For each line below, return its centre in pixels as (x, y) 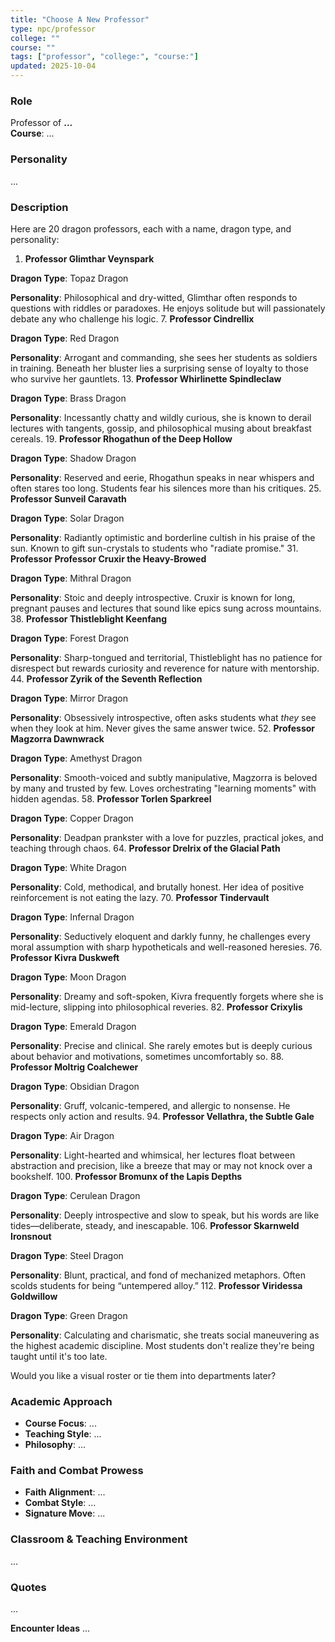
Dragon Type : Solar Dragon (67, 518)
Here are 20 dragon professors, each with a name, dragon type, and (151, 228)
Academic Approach (61, 1401)
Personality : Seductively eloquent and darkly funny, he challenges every (160, 936)
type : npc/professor (53, 29)
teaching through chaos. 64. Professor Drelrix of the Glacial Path (145, 848)
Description (39, 207)
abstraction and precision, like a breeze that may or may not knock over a (161, 1165)
